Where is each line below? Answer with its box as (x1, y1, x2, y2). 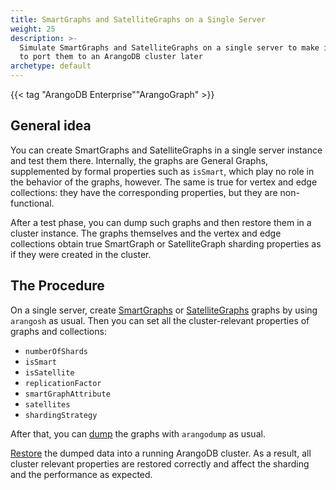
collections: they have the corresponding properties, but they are (10, 186, 278, 198)
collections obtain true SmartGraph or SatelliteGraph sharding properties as (10, 237, 322, 250)
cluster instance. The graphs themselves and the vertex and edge (10, 227, 282, 239)
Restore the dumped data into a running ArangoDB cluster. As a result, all (10, 447, 312, 459)
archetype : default (10, 61, 92, 71)
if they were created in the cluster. (10, 248, 152, 260)
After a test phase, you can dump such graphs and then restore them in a (10, 216, 312, 228)
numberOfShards (24, 346, 89, 356)
